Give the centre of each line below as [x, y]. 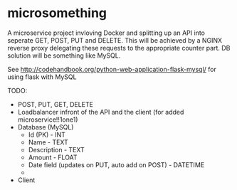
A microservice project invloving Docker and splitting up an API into [106, 33]
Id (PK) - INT [47, 134]
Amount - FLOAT [53, 157]
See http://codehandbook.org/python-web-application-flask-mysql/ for [112, 69]
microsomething [57, 13]
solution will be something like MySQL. [64, 56]
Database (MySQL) [46, 127]
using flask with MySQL [42, 77]
